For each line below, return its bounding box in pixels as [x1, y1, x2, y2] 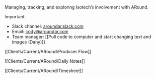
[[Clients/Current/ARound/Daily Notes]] [4, 58, 85, 64]
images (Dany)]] [11, 39, 45, 45]
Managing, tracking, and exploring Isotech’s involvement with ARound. [4, 4, 149, 10]
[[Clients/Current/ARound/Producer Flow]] [4, 49, 91, 54]
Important [4, 14, 25, 19]
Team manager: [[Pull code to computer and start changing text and [11, 34, 151, 39]
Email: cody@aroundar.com [11, 29, 69, 34]
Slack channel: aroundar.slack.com [11, 23, 84, 29]
